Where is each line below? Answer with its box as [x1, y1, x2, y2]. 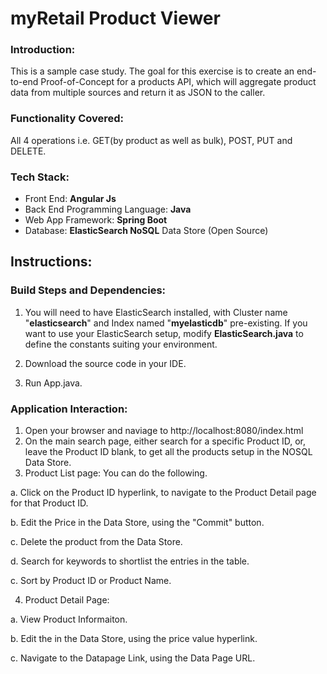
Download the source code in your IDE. [24, 357, 187, 369]
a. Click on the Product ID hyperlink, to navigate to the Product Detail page [10, 487, 317, 499]
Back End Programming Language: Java [24, 203, 192, 216]
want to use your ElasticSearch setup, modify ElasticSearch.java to [24, 327, 304, 339]
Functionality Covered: [10, 112, 125, 126]
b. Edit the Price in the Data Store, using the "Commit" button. [10, 517, 265, 529]
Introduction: [10, 43, 76, 57]
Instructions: [10, 253, 93, 271]
